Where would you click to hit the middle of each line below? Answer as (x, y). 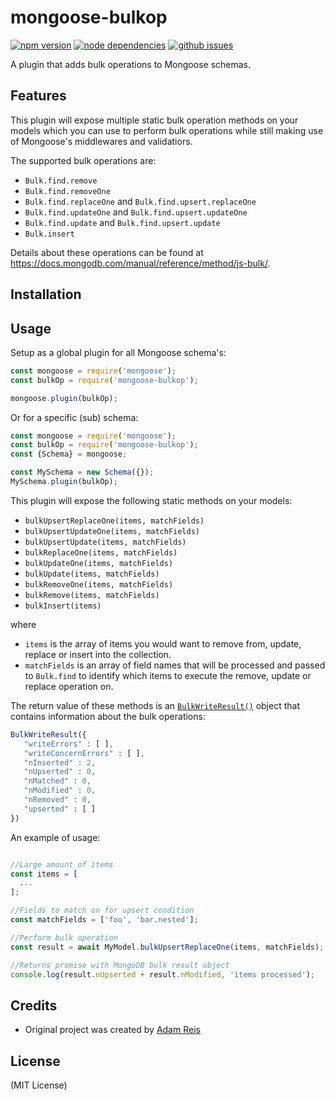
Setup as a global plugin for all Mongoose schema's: (118, 352)
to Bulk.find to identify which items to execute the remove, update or (168, 675)
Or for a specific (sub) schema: (74, 417)
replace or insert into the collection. (98, 654)
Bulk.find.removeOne (67, 191)
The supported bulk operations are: (83, 160)
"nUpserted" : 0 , (60, 772)
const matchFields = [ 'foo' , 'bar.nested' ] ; (104, 920)
